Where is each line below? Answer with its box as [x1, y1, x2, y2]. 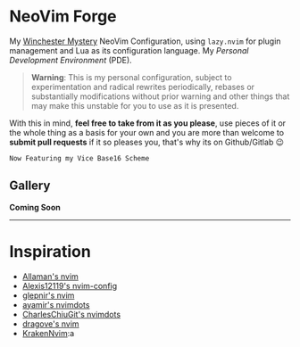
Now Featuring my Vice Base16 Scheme [9, 153, 150, 162]
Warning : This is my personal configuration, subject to [30, 71, 232, 82]
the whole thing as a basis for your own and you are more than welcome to [9, 127, 284, 137]
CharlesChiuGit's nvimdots [21, 309, 121, 319]
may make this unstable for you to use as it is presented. [30, 100, 239, 111]
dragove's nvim [21, 318, 79, 329]
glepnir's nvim [21, 290, 75, 301]
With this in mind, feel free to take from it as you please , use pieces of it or [9, 118, 287, 128]
